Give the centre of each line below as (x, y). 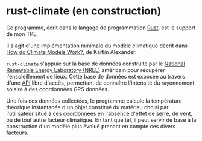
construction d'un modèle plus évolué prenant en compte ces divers (91, 126)
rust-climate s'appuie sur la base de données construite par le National (96, 64)
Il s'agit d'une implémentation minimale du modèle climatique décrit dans (97, 46)
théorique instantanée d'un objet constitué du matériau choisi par (87, 107)
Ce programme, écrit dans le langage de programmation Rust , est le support (101, 28)
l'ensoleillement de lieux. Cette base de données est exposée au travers (96, 76)
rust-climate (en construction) (84, 11)
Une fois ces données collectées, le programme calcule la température (94, 101)
